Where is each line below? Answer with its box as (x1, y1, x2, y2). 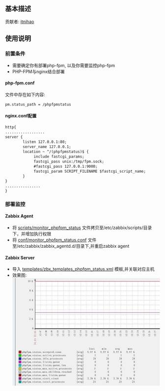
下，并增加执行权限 (12, 231, 52, 237)
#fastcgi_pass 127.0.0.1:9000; (33, 164, 98, 169)
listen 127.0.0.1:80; (23, 139, 67, 144)
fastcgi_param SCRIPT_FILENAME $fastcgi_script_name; (33, 169, 146, 174)
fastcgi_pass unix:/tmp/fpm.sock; (33, 159, 105, 164)
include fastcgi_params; (33, 154, 84, 159)
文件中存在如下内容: (5, 91, 46, 97)
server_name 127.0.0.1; (23, 144, 71, 149)
